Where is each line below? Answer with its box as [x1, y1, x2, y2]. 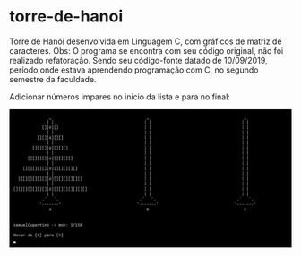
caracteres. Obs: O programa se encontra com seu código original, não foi [9, 45, 284, 56]
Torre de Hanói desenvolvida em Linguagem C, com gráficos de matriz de [9, 36, 282, 47]
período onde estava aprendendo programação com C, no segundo [9, 64, 259, 75]
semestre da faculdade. [9, 73, 97, 84]
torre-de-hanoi [9, 6, 124, 27]
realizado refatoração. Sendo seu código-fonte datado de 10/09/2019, [9, 55, 268, 65]
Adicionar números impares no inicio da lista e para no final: [9, 91, 231, 102]
